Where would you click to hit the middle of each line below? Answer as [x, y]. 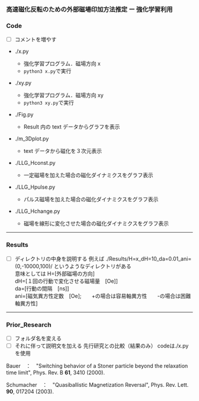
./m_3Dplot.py [32, 139]
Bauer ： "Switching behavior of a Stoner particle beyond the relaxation [97, 366]
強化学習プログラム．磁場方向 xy [63, 95]
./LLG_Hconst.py [35, 163]
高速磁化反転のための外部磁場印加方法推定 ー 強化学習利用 [89, 9]
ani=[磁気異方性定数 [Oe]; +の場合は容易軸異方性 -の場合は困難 [103, 296]
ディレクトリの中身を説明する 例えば [60, 259]
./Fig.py [24, 115]
